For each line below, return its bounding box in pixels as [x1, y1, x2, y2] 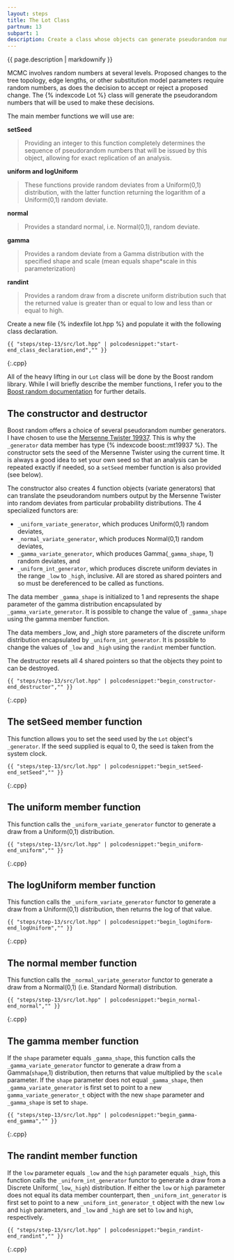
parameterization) [24, 264, 76, 273]
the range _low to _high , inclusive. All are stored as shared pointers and [17, 571, 222, 579]
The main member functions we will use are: [7, 112, 134, 121]
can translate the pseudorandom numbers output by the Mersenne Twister [7, 491, 221, 499]
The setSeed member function [7, 716, 143, 728]
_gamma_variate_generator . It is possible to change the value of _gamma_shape [7, 607, 227, 616]
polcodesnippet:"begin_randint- [110, 1227, 204, 1234]
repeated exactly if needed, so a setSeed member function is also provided [7, 463, 221, 471]
